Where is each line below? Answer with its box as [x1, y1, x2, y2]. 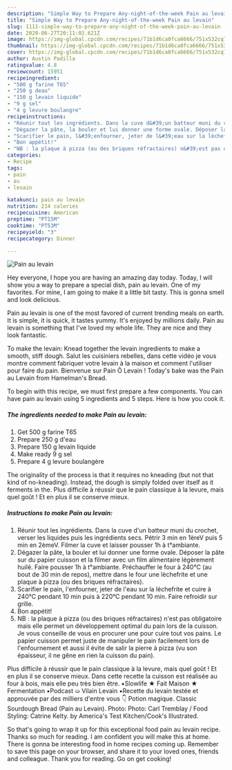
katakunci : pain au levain [7, 197, 85, 204]
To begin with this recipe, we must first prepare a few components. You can [7, 387, 223, 395]
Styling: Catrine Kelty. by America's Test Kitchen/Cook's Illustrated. [7, 712, 199, 720]
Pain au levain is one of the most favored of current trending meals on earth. [7, 309, 224, 317]
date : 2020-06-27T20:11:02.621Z [7, 29, 100, 37]
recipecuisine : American [7, 209, 79, 217]
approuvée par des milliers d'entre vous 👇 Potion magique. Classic [7, 695, 197, 703]
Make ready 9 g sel [17, 450, 72, 458]
